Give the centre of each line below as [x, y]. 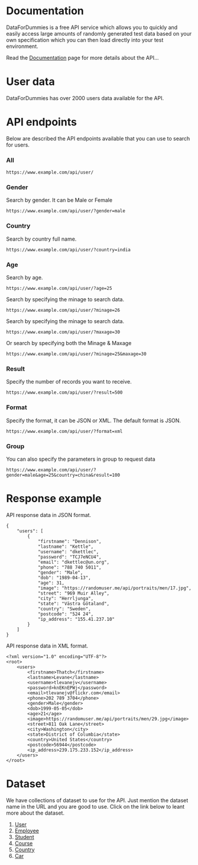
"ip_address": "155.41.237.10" [76, 619]
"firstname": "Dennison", [69, 541]
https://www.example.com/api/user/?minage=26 [63, 310]
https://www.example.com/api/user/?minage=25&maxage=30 [76, 354]
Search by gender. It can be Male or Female [59, 200]
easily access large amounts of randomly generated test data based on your [99, 33]
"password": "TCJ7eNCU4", [69, 557]
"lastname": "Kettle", [66, 547]
